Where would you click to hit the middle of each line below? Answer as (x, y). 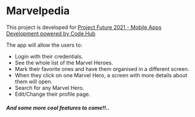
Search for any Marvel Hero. (49, 87)
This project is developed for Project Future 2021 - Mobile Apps (84, 27)
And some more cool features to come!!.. (58, 108)
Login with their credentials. (49, 56)
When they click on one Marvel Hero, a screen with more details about (101, 75)
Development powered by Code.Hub (51, 33)
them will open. (34, 82)
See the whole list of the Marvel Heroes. (64, 63)
